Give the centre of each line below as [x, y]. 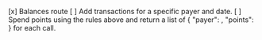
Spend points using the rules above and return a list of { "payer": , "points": [131, 20]
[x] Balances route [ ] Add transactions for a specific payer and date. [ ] [125, 11]
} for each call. [32, 28]
